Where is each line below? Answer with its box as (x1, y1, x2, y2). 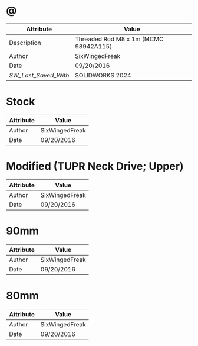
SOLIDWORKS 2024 (74, 71, 131, 79)
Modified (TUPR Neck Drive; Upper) (6, 160, 184, 173)
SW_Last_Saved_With (9, 71, 70, 79)
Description (9, 38, 41, 47)
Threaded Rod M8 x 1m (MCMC (74, 35, 164, 43)
